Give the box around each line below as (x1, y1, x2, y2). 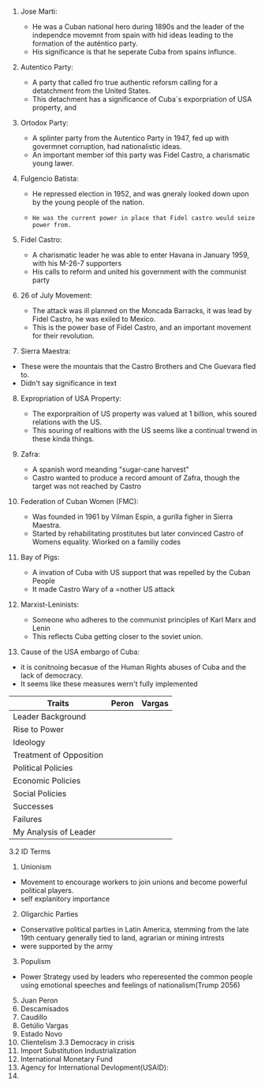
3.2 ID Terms (9, 847, 50, 856)
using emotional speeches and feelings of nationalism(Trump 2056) (20, 981, 241, 989)
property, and (32, 103, 77, 112)
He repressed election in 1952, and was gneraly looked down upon (32, 189, 249, 198)
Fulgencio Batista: (20, 174, 79, 183)
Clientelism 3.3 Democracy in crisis (20, 1037, 135, 1047)
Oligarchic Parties (20, 910, 79, 918)
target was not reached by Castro (32, 481, 141, 491)
